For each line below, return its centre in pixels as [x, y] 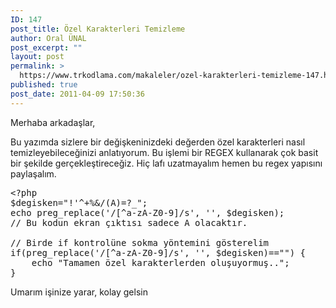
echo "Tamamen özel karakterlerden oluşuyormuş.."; [160, 262]
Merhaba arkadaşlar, [53, 122]
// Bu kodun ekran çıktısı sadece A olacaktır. [129, 222]
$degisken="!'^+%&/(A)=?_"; [79, 202]
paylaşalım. [33, 173]
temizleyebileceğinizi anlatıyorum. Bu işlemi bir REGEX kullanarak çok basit [164, 152]
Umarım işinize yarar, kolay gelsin [79, 292]
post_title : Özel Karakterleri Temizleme [98, 29]
